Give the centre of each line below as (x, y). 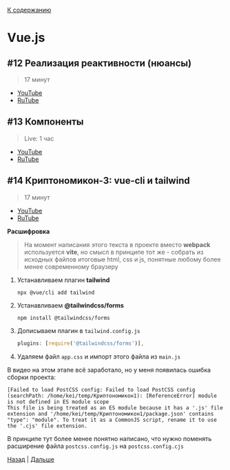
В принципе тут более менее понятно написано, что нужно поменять (109, 438)
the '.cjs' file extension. (48, 426)
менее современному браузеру (71, 266)
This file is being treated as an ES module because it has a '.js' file (115, 408)
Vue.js (26, 38)
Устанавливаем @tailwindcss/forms (70, 305)
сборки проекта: (32, 377)
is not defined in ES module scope (58, 402)
